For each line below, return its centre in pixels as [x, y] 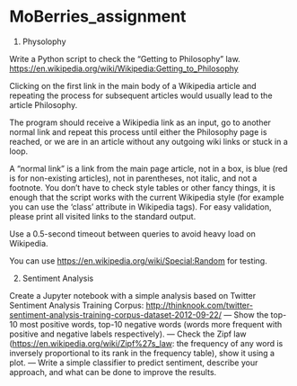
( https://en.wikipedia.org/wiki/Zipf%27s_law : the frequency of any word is [146, 343]
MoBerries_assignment [98, 17]
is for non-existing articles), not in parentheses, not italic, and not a [133, 178]
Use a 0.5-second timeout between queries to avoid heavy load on [132, 233]
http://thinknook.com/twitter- [200, 305]
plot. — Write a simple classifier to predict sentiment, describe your [134, 363]
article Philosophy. [44, 104]
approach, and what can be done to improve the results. [113, 372]
